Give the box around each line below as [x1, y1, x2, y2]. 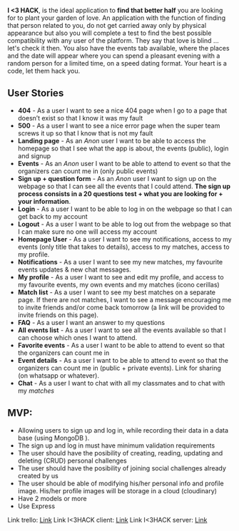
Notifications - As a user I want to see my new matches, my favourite [17, 257, 223, 266]
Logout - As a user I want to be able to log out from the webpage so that [17, 220, 232, 228]
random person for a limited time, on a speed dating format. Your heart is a [7, 59, 227, 67]
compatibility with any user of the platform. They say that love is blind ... [7, 36, 219, 45]
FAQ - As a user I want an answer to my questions [17, 318, 166, 326]
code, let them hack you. [7, 67, 81, 75]
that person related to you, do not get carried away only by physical [7, 21, 207, 29]
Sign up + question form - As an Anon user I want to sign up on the [17, 174, 217, 182]
